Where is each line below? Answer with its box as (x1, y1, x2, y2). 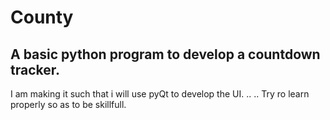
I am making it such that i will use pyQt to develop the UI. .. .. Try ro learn (10, 88, 310, 100)
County (10, 6, 74, 29)
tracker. (10, 61, 60, 78)
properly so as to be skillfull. (10, 99, 127, 110)
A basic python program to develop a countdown (10, 46, 321, 63)
